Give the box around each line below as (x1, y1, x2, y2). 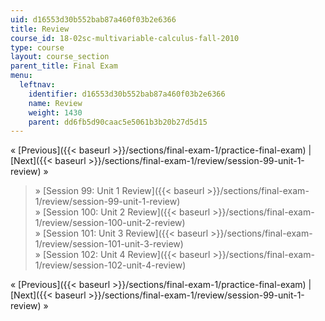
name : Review (28, 98, 83, 108)
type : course (10, 42, 65, 53)
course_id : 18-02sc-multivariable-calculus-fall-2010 (10, 33, 240, 43)
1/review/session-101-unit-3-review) (34, 238, 184, 250)
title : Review (10, 24, 70, 34)
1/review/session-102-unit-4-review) (34, 259, 187, 271)
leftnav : (19, 80, 56, 90)
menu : (10, 71, 33, 81)
